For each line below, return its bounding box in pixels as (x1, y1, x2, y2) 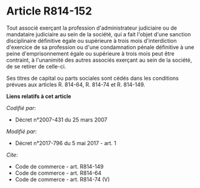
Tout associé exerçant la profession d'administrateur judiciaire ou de (6, 24, 178, 31)
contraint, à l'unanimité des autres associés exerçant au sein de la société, (6, 56, 192, 63)
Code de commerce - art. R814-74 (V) (15, 175, 110, 183)
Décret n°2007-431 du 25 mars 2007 (15, 116, 108, 123)
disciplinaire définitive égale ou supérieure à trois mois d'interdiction (6, 37, 177, 44)
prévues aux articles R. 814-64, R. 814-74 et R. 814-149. (6, 80, 145, 88)
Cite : (6, 151, 18, 158)
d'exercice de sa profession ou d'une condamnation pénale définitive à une (6, 44, 195, 51)
